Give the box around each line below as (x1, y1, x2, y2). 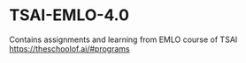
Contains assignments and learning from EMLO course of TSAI (9, 34, 238, 45)
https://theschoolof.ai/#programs (9, 43, 130, 53)
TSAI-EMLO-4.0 (9, 5, 130, 25)
